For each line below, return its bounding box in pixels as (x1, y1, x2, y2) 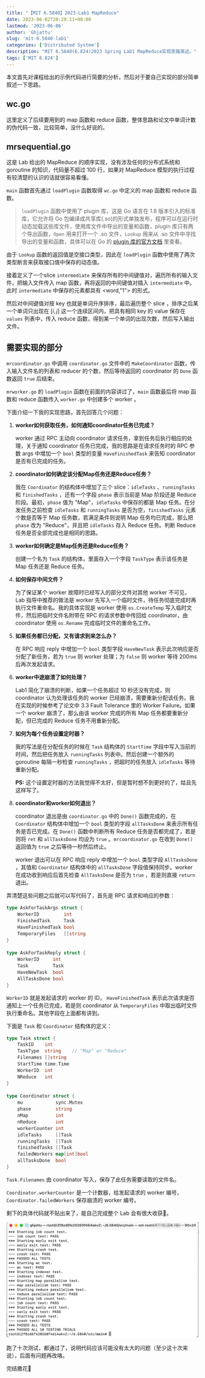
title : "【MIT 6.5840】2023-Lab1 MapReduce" (6, 10, 120, 16)
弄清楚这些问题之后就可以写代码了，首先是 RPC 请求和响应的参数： (6, 892, 176, 899)
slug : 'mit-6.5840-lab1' (6, 35, 70, 42)
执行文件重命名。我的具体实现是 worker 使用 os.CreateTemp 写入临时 (15, 604, 187, 611)
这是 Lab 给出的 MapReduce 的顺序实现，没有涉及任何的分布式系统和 (6, 159, 181, 166)
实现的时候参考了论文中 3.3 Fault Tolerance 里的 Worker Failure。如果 (20, 702, 196, 709)
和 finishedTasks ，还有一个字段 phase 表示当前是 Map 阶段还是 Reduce (15, 491, 196, 498)
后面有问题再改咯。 (19, 1352, 68, 1359)
